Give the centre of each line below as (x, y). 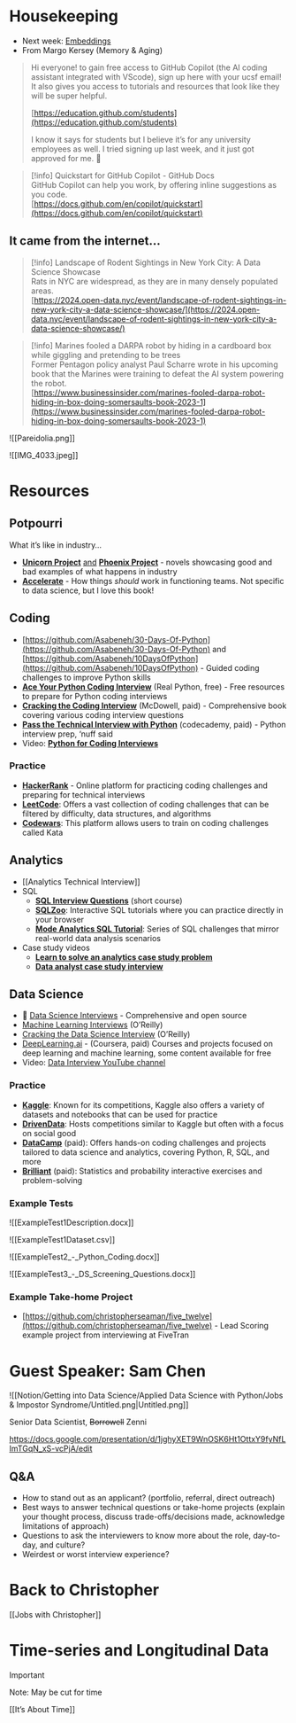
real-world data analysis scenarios (98, 938)
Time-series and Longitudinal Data (139, 1651)
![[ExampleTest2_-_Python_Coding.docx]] (85, 1257)
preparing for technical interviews (83, 794)
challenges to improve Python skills (87, 677)
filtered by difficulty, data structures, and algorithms (117, 814)
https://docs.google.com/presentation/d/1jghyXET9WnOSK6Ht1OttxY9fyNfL (148, 1439)
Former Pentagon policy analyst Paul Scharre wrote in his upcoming (154, 364)
